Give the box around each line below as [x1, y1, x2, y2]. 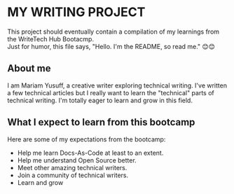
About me [7, 62, 51, 74]
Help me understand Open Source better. [17, 155, 137, 165]
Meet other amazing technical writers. [17, 163, 128, 172]
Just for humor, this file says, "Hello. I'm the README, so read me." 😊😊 [7, 42, 216, 50]
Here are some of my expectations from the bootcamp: [7, 134, 166, 144]
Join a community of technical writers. [17, 171, 129, 179]
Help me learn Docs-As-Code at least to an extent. [17, 148, 164, 157]
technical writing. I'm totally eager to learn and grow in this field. [7, 96, 193, 104]
